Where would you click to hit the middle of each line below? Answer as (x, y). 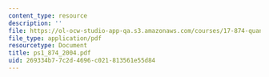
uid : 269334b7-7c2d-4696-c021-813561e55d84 (82, 61)
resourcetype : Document (48, 46)
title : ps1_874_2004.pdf (50, 53)
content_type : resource (48, 16)
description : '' (35, 23)
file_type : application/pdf (55, 38)
